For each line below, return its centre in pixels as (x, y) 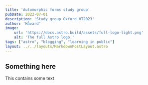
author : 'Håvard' (23, 23)
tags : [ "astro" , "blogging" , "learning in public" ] (60, 42)
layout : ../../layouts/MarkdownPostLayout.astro (57, 46)
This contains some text (30, 78)
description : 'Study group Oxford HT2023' (50, 19)
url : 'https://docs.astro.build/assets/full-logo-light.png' (79, 33)
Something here (31, 66)
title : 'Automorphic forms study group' (48, 10)
